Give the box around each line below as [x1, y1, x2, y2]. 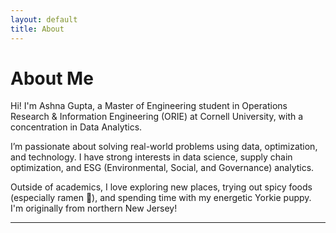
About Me [10, 67, 94, 90]
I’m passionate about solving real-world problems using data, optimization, [10, 141, 318, 153]
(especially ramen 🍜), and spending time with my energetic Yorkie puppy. [10, 192, 312, 204]
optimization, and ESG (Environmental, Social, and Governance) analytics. [10, 162, 315, 174]
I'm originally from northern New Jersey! [10, 202, 178, 215]
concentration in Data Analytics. [10, 121, 143, 133]
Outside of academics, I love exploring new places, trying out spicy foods [10, 181, 313, 193]
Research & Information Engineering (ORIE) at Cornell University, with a [10, 111, 304, 123]
